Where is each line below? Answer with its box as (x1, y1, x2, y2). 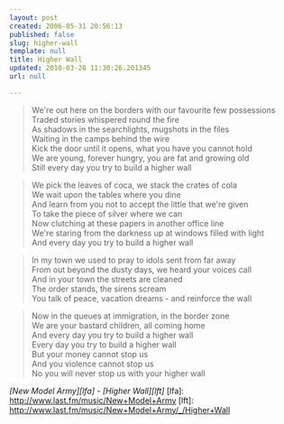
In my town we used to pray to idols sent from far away (31, 254, 236, 265)
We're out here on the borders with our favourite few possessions (31, 105, 276, 115)
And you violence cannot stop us (31, 358, 154, 369)
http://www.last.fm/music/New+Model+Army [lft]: (9, 394, 194, 406)
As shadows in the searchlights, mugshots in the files (31, 124, 230, 134)
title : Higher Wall (9, 55, 83, 64)
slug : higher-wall (9, 38, 78, 48)
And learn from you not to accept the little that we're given (31, 198, 249, 209)
